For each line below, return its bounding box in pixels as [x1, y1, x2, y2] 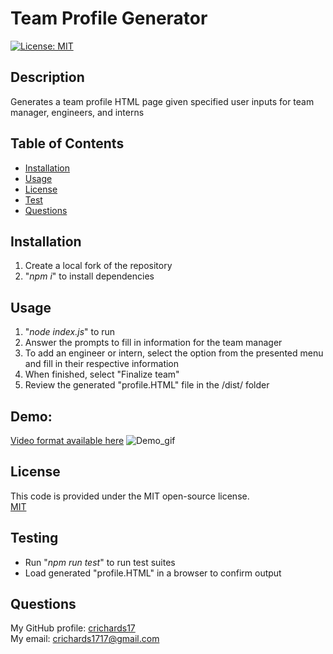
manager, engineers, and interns [10, 106, 145, 118]
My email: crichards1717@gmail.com [10, 633, 160, 645]
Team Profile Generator [10, 7, 208, 30]
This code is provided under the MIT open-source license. [10, 490, 250, 502]
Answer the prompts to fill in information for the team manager [24, 337, 283, 349]
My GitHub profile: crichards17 [10, 622, 136, 634]
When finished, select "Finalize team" [24, 368, 180, 381]
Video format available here [10, 435, 125, 446]
